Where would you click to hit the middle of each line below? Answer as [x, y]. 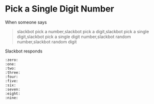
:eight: [13, 93]
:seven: [13, 89]
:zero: [12, 60]
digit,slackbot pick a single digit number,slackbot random [74, 37]
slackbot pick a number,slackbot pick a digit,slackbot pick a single [83, 31]
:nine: [12, 98]
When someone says [26, 22]
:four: [12, 77]
